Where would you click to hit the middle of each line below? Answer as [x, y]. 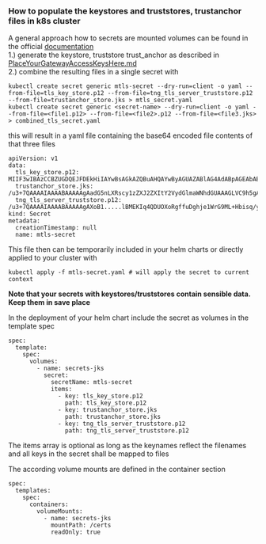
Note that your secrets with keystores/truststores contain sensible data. [129, 294]
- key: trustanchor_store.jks [108, 410]
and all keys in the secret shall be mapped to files [89, 454]
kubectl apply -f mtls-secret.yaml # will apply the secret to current [129, 272]
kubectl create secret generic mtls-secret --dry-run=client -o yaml [125, 86]
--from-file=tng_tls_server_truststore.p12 [180, 93]
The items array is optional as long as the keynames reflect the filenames [127, 446]
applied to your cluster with [53, 258]
